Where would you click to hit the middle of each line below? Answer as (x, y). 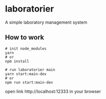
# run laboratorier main (30, 70)
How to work (25, 37)
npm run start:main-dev (29, 82)
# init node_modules (26, 49)
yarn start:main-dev (26, 74)
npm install (17, 61)
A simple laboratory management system (46, 22)
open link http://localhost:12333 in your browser (53, 91)
